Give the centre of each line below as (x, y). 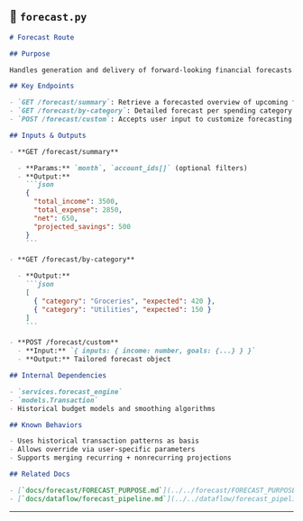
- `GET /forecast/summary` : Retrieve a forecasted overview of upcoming (149, 103)
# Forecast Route (42, 37)
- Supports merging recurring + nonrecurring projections (120, 458)
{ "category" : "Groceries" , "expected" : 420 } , (124, 301)
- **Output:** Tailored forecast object (94, 360)
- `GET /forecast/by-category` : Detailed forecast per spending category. (153, 111)
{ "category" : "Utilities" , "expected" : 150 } (122, 309)
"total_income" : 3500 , (76, 202)
